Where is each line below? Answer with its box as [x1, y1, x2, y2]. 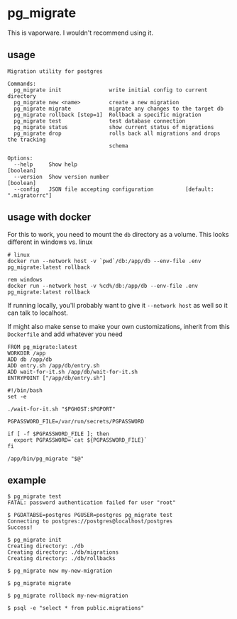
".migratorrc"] [7, 191, 53, 199]
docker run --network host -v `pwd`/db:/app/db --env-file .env [7, 257, 202, 264]
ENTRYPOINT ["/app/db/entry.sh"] [7, 374, 106, 381]
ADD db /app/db [7, 356, 53, 363]
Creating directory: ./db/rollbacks [7, 555, 116, 562]
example [7, 474, 47, 486]
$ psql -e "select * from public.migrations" [7, 605, 144, 612]
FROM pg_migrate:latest [7, 343, 78, 350]
